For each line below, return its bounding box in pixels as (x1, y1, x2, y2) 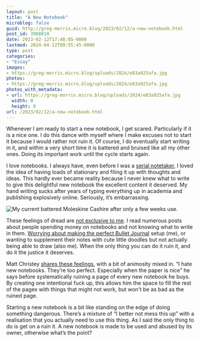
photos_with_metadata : (6, 87, 63, 93)
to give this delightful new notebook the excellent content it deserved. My (6, 181, 187, 188)
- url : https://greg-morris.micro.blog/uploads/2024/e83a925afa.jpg (6, 92, 181, 98)
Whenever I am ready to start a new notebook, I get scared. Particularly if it (6, 125, 192, 132)
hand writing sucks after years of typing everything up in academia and (6, 188, 183, 195)
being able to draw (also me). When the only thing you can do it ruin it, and (6, 243, 190, 250)
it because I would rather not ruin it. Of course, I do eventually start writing (6, 138, 190, 145)
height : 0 (11, 103, 36, 109)
